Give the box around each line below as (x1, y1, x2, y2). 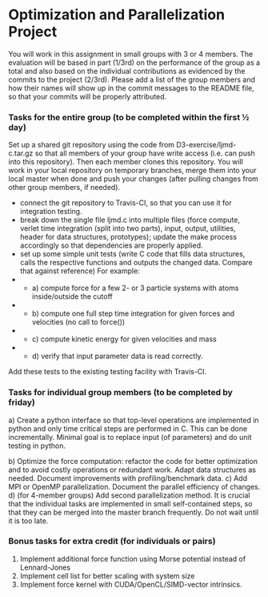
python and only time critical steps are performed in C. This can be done (8, 423, 248, 434)
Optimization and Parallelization (8, 6, 226, 24)
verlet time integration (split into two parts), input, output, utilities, (19, 224, 236, 233)
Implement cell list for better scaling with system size (19, 571, 195, 580)
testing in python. (8, 441, 66, 450)
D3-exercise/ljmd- (175, 140, 237, 150)
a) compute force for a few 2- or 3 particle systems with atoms (31, 283, 239, 293)
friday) (8, 397, 36, 408)
